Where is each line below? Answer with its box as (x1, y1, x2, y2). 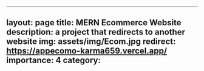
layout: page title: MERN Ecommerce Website (6, 17, 182, 28)
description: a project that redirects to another (6, 27, 185, 37)
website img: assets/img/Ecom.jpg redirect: (6, 37, 176, 47)
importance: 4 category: (6, 55, 101, 66)
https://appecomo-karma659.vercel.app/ (6, 46, 168, 56)
